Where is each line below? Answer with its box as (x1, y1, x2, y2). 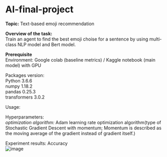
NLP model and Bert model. (17, 41, 76, 47)
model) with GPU (5, 62, 42, 68)
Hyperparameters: (5, 114, 44, 120)
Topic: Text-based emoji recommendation (5, 21, 95, 27)
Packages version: (5, 72, 45, 78)
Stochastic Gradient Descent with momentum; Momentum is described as (5, 125, 162, 131)
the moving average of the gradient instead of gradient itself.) (5, 130, 136, 136)
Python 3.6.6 (5, 77, 32, 84)
